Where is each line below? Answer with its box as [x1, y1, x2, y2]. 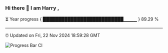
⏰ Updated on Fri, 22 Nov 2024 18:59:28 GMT [5, 32, 100, 38]
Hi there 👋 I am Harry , [5, 4, 59, 11]
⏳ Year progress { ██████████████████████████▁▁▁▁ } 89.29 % [5, 16, 159, 22]
